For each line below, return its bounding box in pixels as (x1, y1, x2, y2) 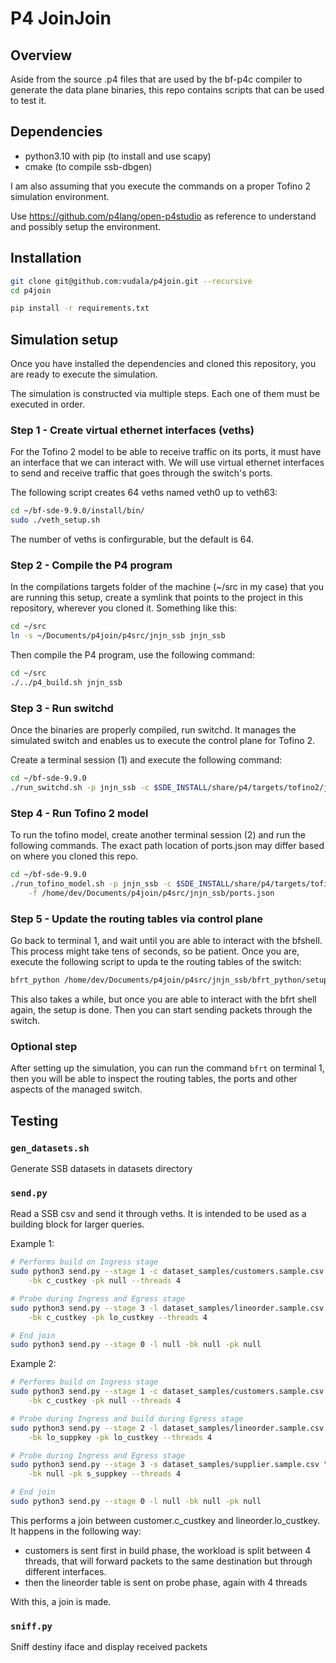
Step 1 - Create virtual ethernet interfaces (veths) (10, 423, 255, 437)
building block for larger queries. (10, 1218, 145, 1231)
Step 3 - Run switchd (10, 701, 114, 715)
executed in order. (10, 398, 85, 411)
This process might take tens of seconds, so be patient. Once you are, (10, 945, 300, 957)
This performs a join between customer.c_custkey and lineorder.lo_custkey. (10, 1514, 321, 1526)
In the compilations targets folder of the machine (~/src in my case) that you (10, 581, 325, 593)
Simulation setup (10, 331, 119, 348)
